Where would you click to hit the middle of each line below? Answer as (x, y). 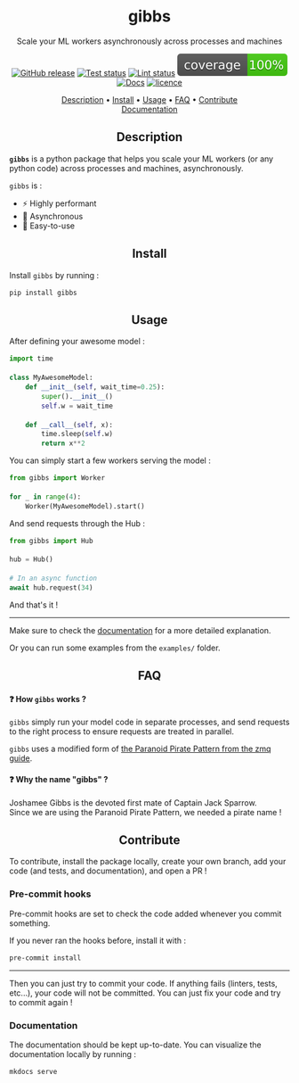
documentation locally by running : (73, 1054)
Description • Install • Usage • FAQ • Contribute (149, 99)
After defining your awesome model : (77, 342)
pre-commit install (45, 958)
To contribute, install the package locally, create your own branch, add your (148, 862)
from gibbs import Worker (57, 478)
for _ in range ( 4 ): (45, 497)
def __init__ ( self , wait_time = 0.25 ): (95, 387)
